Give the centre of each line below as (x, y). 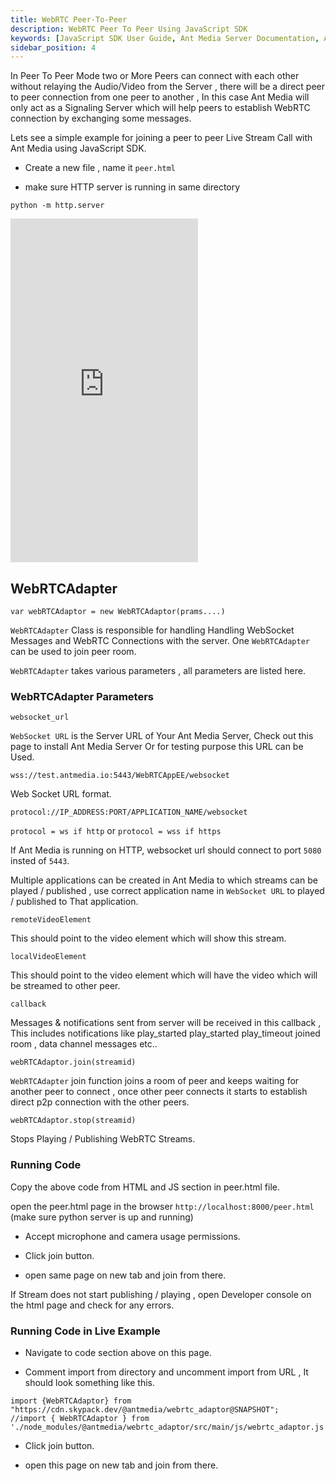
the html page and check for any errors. (92, 1305)
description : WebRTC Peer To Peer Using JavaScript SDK (129, 29)
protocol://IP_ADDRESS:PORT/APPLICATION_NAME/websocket (129, 812)
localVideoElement (48, 957)
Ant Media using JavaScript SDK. (78, 148)
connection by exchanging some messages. (101, 118)
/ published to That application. (74, 902)
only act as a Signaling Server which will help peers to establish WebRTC (160, 108)
